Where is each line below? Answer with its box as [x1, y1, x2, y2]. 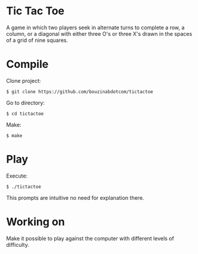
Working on [6, 215, 65, 228]
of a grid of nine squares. [6, 36, 69, 44]
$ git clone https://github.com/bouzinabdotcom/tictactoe [6, 88, 153, 95]
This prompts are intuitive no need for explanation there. [6, 194, 144, 201]
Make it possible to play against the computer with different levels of [6, 234, 174, 242]
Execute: [6, 172, 28, 179]
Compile [6, 58, 49, 71]
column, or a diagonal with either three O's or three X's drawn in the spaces [6, 30, 193, 37]
